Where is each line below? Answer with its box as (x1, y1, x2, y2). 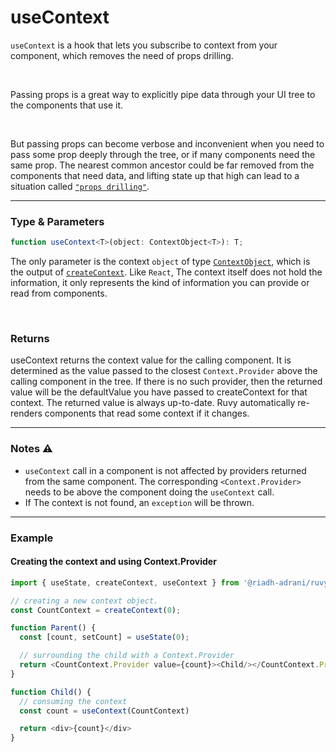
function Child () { (10, 687, 92, 697)
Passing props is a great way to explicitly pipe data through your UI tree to (10, 88, 316, 100)
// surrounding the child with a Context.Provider (19, 651, 235, 661)
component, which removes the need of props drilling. (10, 49, 234, 61)
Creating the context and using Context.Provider (10, 556, 217, 568)
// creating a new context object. (10, 596, 159, 606)
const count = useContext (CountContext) (19, 706, 190, 716)
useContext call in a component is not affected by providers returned (24, 464, 307, 476)
